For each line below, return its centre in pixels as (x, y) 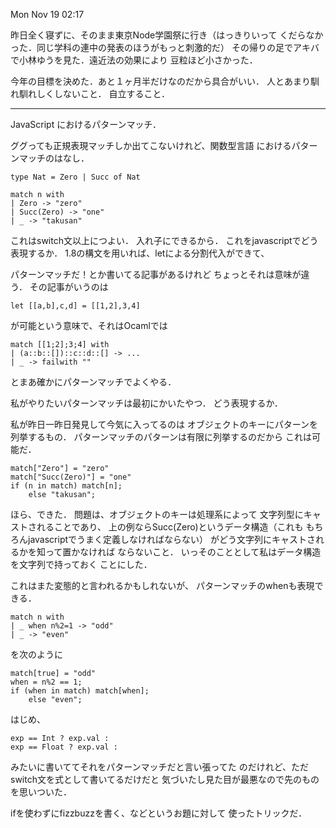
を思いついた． (41, 792)
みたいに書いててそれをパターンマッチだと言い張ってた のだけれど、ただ (159, 767)
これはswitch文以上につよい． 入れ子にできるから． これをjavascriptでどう (164, 240)
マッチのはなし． (54, 158)
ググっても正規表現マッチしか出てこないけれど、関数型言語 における (151, 145)
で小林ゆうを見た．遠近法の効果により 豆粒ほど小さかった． (134, 60)
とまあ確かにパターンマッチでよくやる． (93, 382)
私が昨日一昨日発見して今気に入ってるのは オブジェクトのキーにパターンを (164, 424)
